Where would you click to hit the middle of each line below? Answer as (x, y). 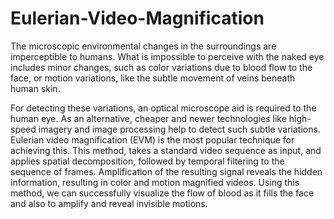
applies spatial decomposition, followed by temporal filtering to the (147, 161)
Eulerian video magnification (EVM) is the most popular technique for (152, 139)
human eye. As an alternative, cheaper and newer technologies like (148, 118)
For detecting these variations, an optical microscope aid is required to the (163, 108)
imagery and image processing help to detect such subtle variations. (179, 129)
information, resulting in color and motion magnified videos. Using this (155, 182)
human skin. (35, 88)
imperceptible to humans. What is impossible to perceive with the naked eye (167, 56)
